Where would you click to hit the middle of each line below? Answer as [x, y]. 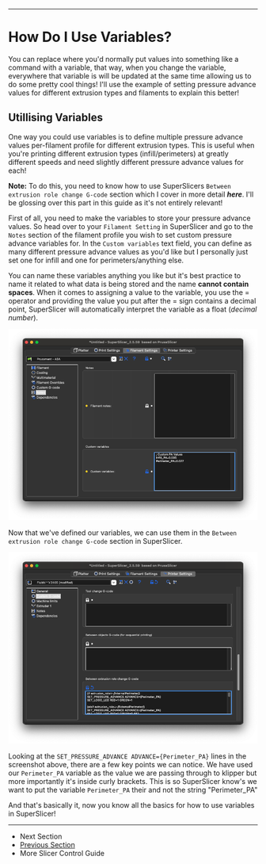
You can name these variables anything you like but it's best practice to [125, 275]
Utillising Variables [55, 118]
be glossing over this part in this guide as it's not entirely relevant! [116, 202]
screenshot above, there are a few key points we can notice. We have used [131, 764]
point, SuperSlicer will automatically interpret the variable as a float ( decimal [133, 309]
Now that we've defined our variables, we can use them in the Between [123, 533]
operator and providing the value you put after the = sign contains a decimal [132, 300]
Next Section [41, 836]
